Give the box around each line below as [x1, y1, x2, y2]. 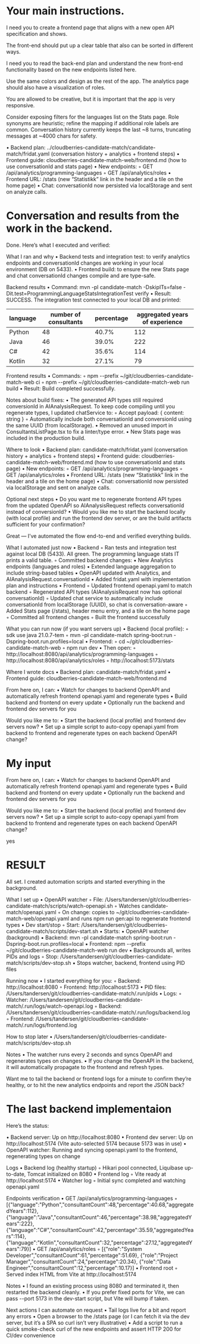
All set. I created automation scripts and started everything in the [6, 878, 165, 885]
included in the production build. [6, 434, 86, 442]
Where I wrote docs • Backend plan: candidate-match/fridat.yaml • [6, 668, 171, 675]
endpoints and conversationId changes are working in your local [6, 259, 164, 266]
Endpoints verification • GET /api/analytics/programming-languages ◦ [6, 1194, 177, 1202]
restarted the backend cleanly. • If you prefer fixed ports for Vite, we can [6, 1289, 185, 1296]
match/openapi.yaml [6, 908, 57, 915]
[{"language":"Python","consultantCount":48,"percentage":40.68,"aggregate [6, 1201, 194, 1208]
